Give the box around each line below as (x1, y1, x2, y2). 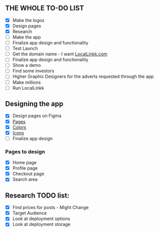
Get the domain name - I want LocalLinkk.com (12, 51, 107, 57)
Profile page (12, 165, 38, 171)
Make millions (12, 79, 41, 85)
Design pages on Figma (12, 113, 61, 119)
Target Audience (12, 210, 47, 216)
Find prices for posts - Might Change (12, 205, 89, 211)
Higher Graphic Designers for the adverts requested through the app (12, 73, 154, 79)
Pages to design (5, 148, 45, 155)
